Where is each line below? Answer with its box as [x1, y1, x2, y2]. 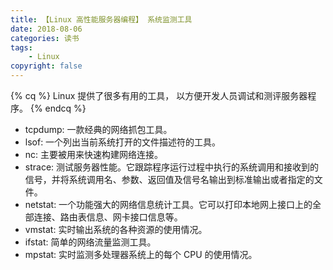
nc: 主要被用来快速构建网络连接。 [24, 149, 164, 160]
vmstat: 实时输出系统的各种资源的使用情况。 [24, 224, 208, 235]
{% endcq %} [29, 102, 87, 114]
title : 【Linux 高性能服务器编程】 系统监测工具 [10, 14, 193, 25]
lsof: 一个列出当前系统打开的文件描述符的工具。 [24, 136, 222, 148]
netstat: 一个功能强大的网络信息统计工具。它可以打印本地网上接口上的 [24, 199, 313, 210]
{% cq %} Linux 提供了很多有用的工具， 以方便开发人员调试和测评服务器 [10, 90, 308, 101]
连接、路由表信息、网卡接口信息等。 [33, 211, 183, 223]
